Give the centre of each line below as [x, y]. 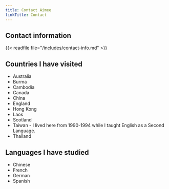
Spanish [21, 181]
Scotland [22, 120]
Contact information [38, 36]
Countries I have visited [44, 64]
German [21, 175]
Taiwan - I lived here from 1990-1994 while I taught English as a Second [88, 125]
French [20, 170]
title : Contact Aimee [28, 10]
